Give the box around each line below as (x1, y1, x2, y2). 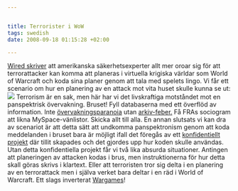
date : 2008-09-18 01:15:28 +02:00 (7, 36, 110, 43)
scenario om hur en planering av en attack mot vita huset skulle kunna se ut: (7, 84, 231, 93)
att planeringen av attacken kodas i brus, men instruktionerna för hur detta (7, 153, 225, 162)
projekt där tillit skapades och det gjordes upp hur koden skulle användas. (7, 138, 224, 146)
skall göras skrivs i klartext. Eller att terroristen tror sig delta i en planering (7, 160, 224, 169)
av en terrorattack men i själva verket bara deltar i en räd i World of (7, 168, 204, 177)
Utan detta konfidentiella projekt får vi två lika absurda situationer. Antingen (7, 146, 229, 154)
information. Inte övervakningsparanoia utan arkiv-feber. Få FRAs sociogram (7, 108, 231, 116)
